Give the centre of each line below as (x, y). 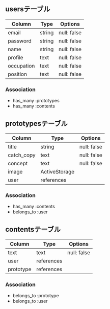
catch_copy (22, 155)
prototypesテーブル (36, 124)
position (17, 74)
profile (16, 57)
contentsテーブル (33, 229)
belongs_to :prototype (36, 296)
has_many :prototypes (36, 101)
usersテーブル (28, 9)
